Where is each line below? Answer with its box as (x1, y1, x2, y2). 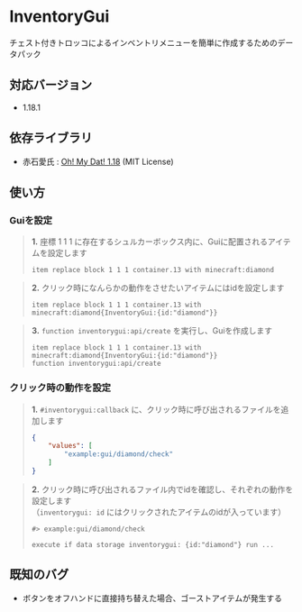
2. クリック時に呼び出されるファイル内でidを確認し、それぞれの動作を (31, 484, 294, 495)
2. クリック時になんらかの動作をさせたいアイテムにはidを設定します (31, 282, 285, 294)
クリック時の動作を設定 (9, 381, 111, 394)
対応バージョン (9, 78, 93, 93)
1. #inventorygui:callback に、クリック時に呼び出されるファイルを (31, 404, 281, 415)
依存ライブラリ (9, 131, 93, 146)
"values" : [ (48, 442, 93, 451)
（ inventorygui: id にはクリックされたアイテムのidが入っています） (31, 507, 287, 517)
